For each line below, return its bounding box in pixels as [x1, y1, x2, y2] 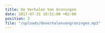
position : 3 [5, 16, 30, 21]
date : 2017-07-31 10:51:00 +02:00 [5, 12, 77, 16]
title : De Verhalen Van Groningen [5, 7, 77, 12]
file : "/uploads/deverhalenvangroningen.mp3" [5, 20, 101, 26]
